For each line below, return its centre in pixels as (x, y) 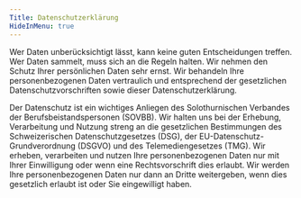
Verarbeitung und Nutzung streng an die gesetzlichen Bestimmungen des (146, 126)
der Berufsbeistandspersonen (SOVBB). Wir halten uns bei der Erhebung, (146, 117)
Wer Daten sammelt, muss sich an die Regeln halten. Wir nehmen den (139, 61)
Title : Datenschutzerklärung (64, 18)
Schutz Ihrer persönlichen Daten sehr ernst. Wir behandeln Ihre (127, 71)
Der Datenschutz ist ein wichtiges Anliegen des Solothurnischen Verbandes (150, 107)
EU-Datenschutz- (231, 136)
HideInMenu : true (42, 26)
